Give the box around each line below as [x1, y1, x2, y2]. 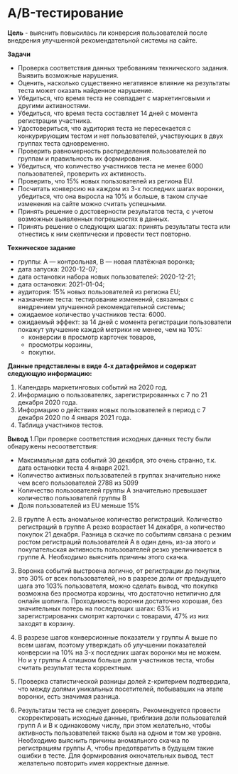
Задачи [7, 50, 31, 58]
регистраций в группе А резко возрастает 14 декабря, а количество [17, 522, 226, 531]
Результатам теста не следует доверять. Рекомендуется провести [17, 706, 221, 714]
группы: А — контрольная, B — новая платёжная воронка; [17, 257, 195, 266]
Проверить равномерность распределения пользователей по [17, 146, 207, 155]
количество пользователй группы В [17, 493, 126, 502]
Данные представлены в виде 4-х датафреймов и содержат [7, 361, 197, 370]
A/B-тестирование [7, 5, 124, 21]
